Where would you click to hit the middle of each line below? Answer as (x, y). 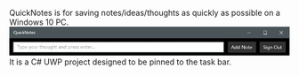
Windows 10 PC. (39, 22)
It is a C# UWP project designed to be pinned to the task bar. (121, 62)
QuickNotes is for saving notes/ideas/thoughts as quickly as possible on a (145, 13)
